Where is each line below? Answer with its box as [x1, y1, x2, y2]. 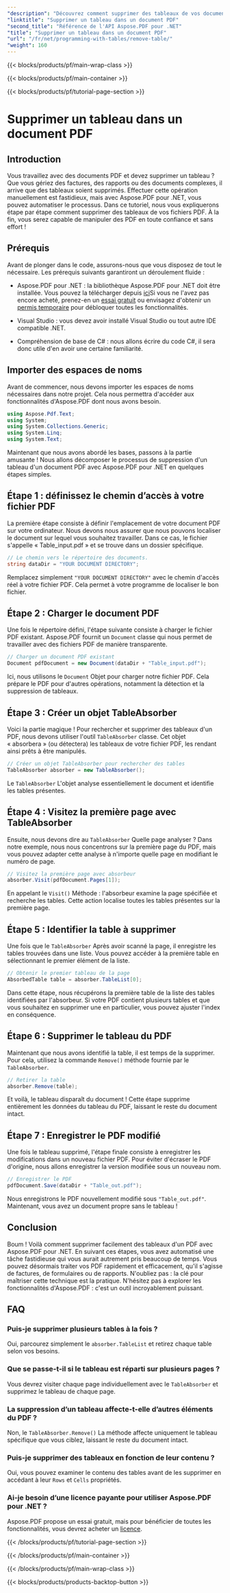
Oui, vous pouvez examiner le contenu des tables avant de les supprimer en [7, 1469, 221, 1477]
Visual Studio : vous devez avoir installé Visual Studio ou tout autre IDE [16, 317, 217, 325]
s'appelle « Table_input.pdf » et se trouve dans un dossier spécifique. [7, 540, 204, 549]
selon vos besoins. [7, 1347, 60, 1355]
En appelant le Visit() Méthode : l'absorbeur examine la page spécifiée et [7, 889, 218, 897]
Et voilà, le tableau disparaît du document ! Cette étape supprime [7, 1095, 190, 1103]
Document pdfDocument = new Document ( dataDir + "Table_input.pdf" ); [7, 660, 207, 667]
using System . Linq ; [7, 430, 63, 437]
